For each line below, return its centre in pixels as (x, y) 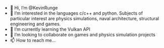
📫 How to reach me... (33, 40)
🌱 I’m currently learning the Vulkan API (50, 29)
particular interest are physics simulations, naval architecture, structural (85, 18)
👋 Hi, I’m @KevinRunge (34, 8)
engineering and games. (35, 24)
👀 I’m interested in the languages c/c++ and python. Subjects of (76, 13)
